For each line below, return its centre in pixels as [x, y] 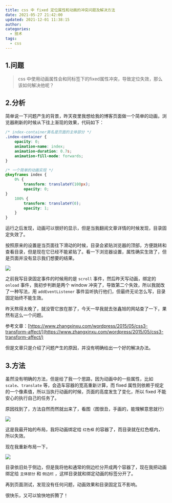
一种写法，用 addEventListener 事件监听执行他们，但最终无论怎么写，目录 [88, 291]
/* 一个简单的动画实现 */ [29, 170]
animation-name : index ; [40, 146]
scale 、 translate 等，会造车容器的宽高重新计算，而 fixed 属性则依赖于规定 [84, 385]
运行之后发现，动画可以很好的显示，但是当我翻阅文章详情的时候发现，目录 [84, 228]
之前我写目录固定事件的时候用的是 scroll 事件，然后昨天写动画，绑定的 [81, 279]
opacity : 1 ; [37, 208]
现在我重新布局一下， [28, 447]
